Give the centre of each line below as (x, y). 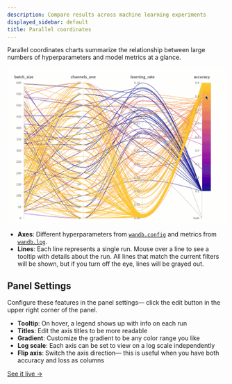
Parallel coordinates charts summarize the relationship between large (106, 50)
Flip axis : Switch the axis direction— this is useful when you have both (118, 353)
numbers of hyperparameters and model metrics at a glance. (94, 57)
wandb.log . (32, 242)
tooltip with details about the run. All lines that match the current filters (118, 257)
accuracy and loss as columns (60, 360)
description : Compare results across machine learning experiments (107, 15)
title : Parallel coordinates (49, 29)
